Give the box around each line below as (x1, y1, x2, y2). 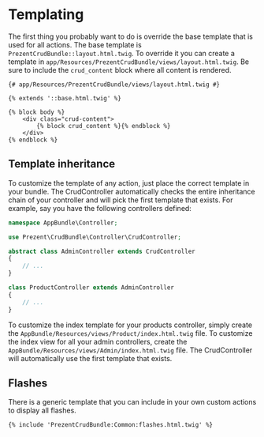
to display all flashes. (8, 405, 76, 416)
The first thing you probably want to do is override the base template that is (8, 32, 254, 41)
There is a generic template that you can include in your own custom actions (8, 397, 257, 407)
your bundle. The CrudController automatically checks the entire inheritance (8, 186, 256, 196)
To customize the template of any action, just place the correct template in (8, 178, 250, 187)
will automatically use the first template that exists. (8, 353, 173, 363)
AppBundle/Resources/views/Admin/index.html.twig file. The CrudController (8, 345, 253, 355)
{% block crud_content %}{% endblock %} (36, 122, 171, 130)
